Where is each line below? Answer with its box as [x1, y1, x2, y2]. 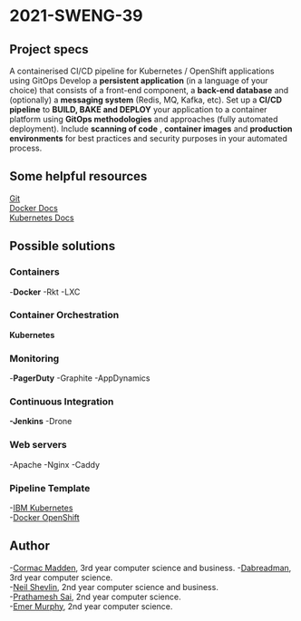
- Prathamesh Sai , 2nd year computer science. [9, 591, 181, 602]
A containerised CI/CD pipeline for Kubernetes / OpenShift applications [9, 65, 275, 76]
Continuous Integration [9, 395, 114, 408]
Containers [9, 266, 61, 278]
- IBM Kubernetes [9, 502, 73, 513]
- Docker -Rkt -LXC [9, 286, 81, 297]
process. [9, 142, 43, 153]
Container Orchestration [9, 309, 120, 322]
